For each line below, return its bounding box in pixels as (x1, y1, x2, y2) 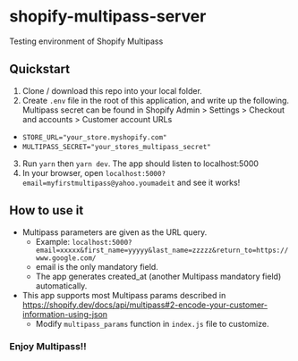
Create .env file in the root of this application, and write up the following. (21, 95, 289, 105)
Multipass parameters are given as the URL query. (21, 226, 208, 238)
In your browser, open (21, 167, 104, 178)
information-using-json (21, 308, 108, 319)
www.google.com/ (35, 253, 97, 263)
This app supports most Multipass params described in (21, 290, 226, 300)
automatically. (35, 280, 88, 291)
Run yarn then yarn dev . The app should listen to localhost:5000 (21, 158, 260, 169)
